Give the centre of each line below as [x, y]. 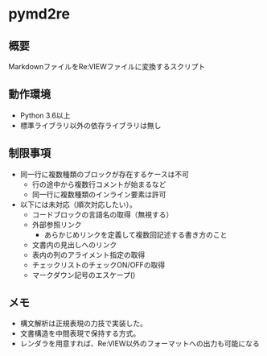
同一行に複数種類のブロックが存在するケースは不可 [105, 174]
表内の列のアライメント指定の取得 [88, 255]
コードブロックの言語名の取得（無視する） [103, 214]
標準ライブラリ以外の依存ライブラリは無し [90, 125]
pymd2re [39, 14]
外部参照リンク [57, 224]
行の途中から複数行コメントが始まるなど [99, 184]
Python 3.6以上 [45, 115]
